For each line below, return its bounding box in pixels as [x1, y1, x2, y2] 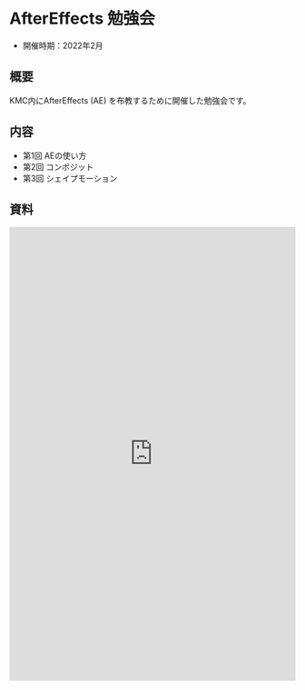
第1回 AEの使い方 [22, 150, 87, 161]
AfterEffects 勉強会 [9, 8, 156, 29]
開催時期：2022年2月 [22, 40, 103, 51]
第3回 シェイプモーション [22, 172, 118, 183]
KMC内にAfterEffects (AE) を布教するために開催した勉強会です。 [9, 94, 251, 105]
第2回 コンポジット [22, 161, 94, 172]
